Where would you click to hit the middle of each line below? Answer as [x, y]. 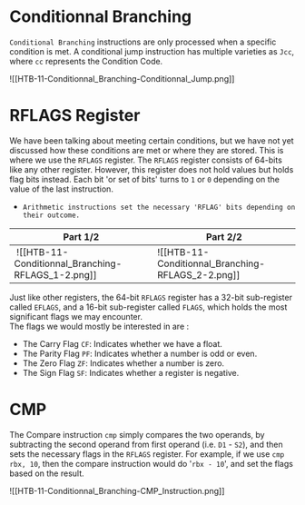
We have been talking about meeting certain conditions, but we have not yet [152, 140]
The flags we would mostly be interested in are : [99, 326]
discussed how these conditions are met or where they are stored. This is [147, 150]
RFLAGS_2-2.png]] [199, 274]
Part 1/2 [81, 236]
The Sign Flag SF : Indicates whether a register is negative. [131, 372]
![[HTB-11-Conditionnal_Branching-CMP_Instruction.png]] [117, 490]
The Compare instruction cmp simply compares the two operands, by [137, 434]
